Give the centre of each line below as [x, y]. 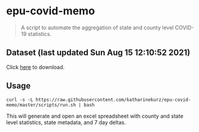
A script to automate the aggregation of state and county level [97, 27]
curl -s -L [20, 100]
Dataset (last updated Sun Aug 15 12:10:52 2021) [98, 53]
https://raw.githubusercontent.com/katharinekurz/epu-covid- [113, 100]
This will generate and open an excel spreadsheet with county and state [95, 116]
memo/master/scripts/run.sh [41, 105]
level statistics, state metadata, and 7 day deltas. [66, 122]
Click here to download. [35, 67]
